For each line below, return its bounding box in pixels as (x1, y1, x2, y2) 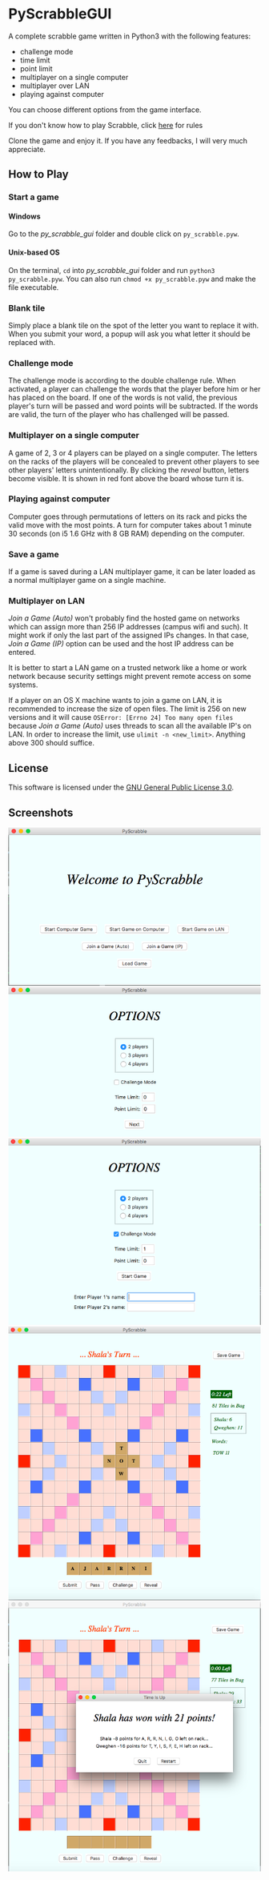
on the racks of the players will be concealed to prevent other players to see (8, 456, 260, 466)
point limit (19, 63, 53, 73)
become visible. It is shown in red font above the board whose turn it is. (8, 473, 244, 483)
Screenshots (8, 805, 74, 819)
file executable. (8, 282, 59, 292)
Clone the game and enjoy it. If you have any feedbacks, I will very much (8, 135, 248, 145)
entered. (8, 648, 36, 657)
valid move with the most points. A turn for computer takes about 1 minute (8, 520, 252, 529)
